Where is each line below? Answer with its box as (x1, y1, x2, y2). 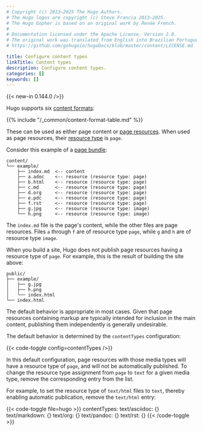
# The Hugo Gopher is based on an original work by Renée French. (6, 20, 177, 26)
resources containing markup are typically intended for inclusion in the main (6, 315, 196, 322)
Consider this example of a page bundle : (6, 146, 108, 153)
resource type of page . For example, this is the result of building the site (6, 253, 184, 260)
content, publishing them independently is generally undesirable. (6, 321, 168, 328)
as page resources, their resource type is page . (6, 135, 123, 142)
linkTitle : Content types (6, 59, 71, 65)
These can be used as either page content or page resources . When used (6, 128, 190, 135)
